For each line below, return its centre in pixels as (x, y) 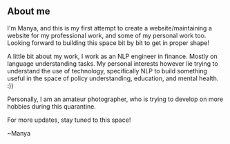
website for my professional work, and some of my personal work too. (107, 35)
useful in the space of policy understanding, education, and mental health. (113, 78)
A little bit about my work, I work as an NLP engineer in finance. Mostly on (112, 56)
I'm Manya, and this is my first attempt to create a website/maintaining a (110, 28)
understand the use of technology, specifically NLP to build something (107, 71)
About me (29, 11)
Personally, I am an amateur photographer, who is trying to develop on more (115, 99)
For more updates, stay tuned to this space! (69, 120)
